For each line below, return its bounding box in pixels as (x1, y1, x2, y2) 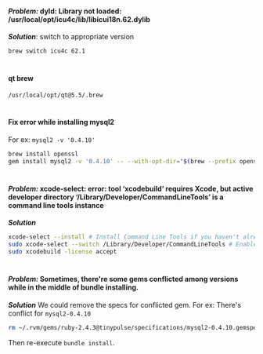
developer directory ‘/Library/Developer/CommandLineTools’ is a (8, 192, 224, 202)
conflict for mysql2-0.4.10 (8, 308, 92, 318)
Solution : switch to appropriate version (8, 32, 135, 42)
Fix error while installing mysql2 (8, 118, 115, 127)
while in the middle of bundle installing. (8, 283, 139, 292)
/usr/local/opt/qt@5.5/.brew (8, 91, 103, 99)
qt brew (8, 74, 34, 83)
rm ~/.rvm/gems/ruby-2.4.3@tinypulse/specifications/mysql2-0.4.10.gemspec (8, 323, 261, 331)
